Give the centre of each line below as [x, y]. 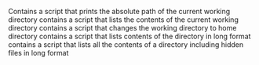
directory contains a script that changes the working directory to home [122, 28]
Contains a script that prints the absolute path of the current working [119, 11]
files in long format [38, 53]
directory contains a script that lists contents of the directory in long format [129, 36]
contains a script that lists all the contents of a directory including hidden [126, 45]
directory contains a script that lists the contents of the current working [124, 20]
